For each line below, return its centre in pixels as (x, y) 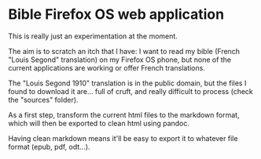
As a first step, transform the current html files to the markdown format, (124, 114)
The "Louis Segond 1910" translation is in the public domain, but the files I (127, 83)
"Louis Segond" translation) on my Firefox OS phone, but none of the (120, 60)
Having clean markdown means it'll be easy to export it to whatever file (123, 138)
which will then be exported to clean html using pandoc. (99, 123)
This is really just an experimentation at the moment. (93, 36)
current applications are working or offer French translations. (107, 67)
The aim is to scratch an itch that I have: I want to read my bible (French (124, 51)
